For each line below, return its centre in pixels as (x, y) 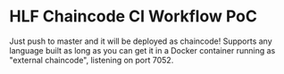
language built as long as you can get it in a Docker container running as (142, 50)
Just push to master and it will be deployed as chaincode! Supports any (141, 41)
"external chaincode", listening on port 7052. (92, 60)
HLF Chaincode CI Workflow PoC (133, 16)
